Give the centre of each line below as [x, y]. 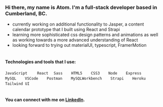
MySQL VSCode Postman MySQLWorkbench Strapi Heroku [76, 78]
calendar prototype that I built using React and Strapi [66, 30]
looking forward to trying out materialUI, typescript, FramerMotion [79, 45]
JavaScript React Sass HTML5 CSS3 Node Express [73, 73]
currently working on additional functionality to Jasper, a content [78, 24]
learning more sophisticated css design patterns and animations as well [85, 35]
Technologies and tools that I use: [41, 62]
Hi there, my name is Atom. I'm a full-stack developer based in [81, 7]
